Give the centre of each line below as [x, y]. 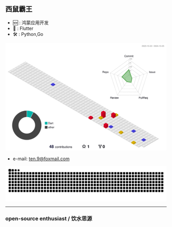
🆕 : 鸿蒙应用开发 [31, 23]
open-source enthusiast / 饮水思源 [49, 218]
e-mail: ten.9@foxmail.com [41, 159]
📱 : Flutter [23, 28]
